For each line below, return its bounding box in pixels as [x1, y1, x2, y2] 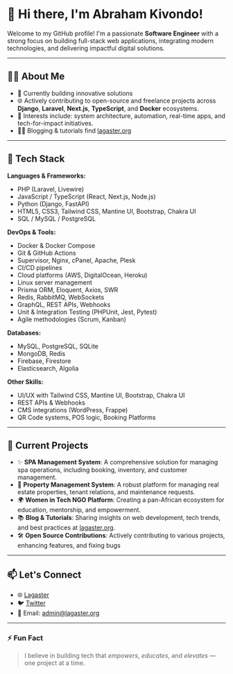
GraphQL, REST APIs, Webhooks [17, 300, 111, 308]
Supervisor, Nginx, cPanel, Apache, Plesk [17, 256, 136, 264]
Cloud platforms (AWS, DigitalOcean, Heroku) [17, 271, 148, 279]
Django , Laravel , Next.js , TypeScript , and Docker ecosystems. [17, 104, 199, 112]
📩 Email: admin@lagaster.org [17, 609, 100, 617]
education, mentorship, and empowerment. [17, 506, 141, 514]
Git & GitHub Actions [17, 248, 76, 257]
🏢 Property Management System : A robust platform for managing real [17, 480, 219, 489]
